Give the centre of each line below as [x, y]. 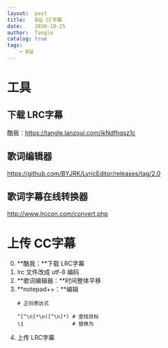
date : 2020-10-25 [37, 26]
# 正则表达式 [33, 303]
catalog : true [27, 39]
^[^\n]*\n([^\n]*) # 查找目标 [58, 317]
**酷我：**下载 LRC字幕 [51, 264]
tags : [15, 45]
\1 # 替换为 [55, 324]
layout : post [27, 13]
